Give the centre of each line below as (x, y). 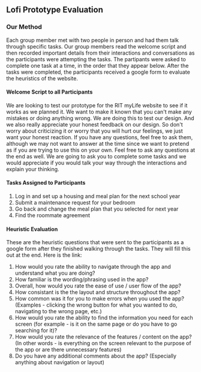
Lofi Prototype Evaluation (55, 10)
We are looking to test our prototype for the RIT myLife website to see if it (97, 105)
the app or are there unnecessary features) (68, 350)
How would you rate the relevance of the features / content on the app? (103, 337)
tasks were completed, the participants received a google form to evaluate (98, 72)
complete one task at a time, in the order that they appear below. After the (97, 65)
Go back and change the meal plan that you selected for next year (97, 209)
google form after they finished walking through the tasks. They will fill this (98, 249)
